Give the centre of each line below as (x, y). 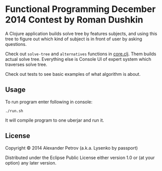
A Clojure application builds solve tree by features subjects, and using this (81, 33)
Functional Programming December (81, 9)
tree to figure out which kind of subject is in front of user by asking (74, 39)
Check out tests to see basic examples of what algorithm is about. (73, 74)
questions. (16, 44)
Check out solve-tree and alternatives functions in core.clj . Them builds (81, 54)
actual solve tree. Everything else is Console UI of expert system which (78, 59)
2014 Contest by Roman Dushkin (74, 20)
